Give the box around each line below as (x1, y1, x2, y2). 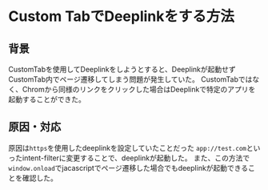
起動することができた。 (8, 95, 86, 104)
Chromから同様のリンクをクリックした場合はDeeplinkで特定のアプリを (22, 85, 256, 94)
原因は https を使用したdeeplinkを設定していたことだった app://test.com (8, 143, 246, 152)
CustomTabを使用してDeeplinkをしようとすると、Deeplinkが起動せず (8, 65, 236, 74)
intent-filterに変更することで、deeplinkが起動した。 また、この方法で (22, 153, 250, 163)
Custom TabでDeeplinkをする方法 (8, 7, 234, 26)
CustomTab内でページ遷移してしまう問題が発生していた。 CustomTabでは (8, 75, 253, 84)
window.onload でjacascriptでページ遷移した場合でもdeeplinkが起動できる (8, 163, 249, 172)
